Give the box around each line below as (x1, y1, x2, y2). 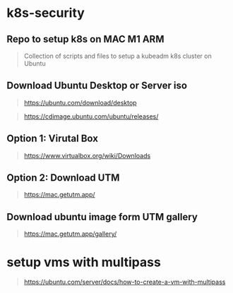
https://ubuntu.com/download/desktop (23, 98, 137, 107)
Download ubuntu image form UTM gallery (6, 210, 198, 223)
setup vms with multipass (6, 254, 162, 270)
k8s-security (6, 5, 85, 21)
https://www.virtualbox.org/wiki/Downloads (23, 151, 151, 160)
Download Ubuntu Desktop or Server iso (6, 80, 188, 92)
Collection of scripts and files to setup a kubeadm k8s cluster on (23, 52, 213, 60)
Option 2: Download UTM (6, 172, 120, 184)
